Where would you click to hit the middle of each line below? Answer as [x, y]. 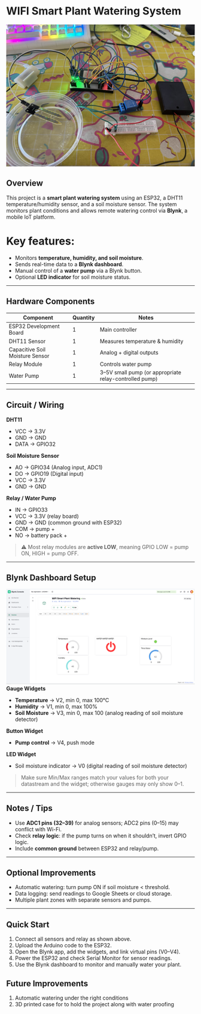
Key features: [40, 241]
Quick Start [28, 924]
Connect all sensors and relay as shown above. [73, 939]
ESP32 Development [34, 326]
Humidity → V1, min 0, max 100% [56, 706]
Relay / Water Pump [31, 498]
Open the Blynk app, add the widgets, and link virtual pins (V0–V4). [98, 952]
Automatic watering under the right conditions [71, 998]
